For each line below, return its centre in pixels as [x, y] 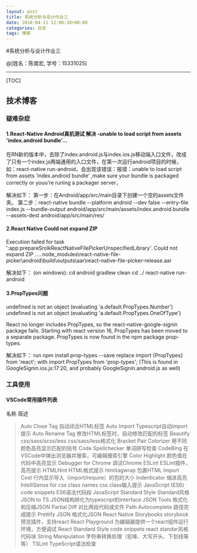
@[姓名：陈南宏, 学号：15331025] [47, 63]
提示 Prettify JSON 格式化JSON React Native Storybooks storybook [107, 514]
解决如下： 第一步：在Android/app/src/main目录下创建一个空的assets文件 [95, 195]
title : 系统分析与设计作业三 [37, 17]
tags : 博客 [18, 33]
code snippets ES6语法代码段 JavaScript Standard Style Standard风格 [105, 492]
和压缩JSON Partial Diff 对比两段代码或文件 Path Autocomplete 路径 [102, 507]
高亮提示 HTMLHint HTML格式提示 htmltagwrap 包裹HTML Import [100, 470]
